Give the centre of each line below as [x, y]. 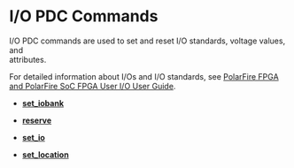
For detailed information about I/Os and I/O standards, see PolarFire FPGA [144, 76]
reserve [37, 120]
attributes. [28, 59]
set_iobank [43, 103]
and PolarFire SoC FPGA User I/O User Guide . [93, 86]
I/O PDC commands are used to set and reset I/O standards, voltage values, [147, 41]
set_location [45, 154]
